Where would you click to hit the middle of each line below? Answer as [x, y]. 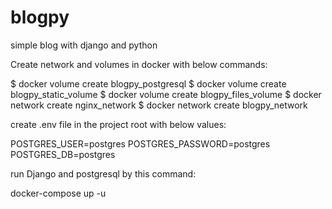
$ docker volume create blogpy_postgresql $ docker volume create [148, 83]
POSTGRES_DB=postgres [63, 154]
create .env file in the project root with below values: [118, 124]
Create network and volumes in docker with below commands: [139, 64]
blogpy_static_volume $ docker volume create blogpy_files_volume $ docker [166, 94]
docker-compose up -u [58, 193]
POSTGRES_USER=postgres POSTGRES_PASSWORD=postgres [140, 143]
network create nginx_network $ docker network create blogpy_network [159, 105]
